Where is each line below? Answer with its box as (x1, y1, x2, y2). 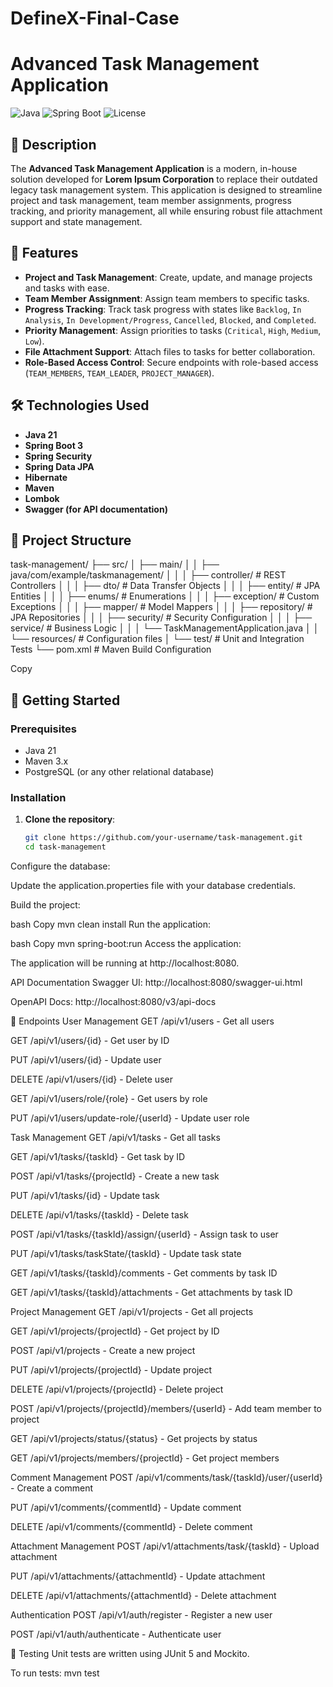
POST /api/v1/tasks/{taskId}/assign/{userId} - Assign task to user (10, 1228, 279, 1241)
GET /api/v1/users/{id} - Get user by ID (10, 1035, 170, 1047)
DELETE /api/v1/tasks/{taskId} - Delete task (10, 1209, 189, 1221)
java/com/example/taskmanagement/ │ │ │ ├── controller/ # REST (10, 569, 287, 581)
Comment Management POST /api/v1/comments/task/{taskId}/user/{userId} (10, 1472, 323, 1484)
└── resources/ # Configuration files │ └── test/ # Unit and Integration (10, 633, 305, 645)
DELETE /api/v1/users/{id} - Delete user (10, 1073, 173, 1086)
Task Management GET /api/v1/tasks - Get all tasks (10, 1132, 221, 1144)
